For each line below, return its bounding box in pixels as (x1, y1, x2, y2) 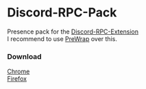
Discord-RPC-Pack (7, 5, 117, 21)
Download (7, 51, 42, 61)
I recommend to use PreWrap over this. (7, 34, 118, 42)
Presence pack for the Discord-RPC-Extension (7, 27, 139, 36)
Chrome (7, 67, 30, 76)
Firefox (7, 75, 27, 83)
